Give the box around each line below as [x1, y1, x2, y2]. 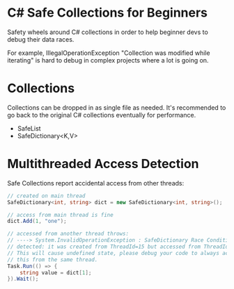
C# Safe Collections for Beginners [7, 5, 208, 21]
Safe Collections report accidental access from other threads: [7, 179, 185, 187]
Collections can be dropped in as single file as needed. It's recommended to [7, 103, 226, 112]
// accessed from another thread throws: [7, 231, 130, 238]
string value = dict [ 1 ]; [19, 269, 92, 276]
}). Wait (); [7, 276, 39, 283]
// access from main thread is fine [7, 211, 114, 218]
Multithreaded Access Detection [7, 156, 200, 172]
